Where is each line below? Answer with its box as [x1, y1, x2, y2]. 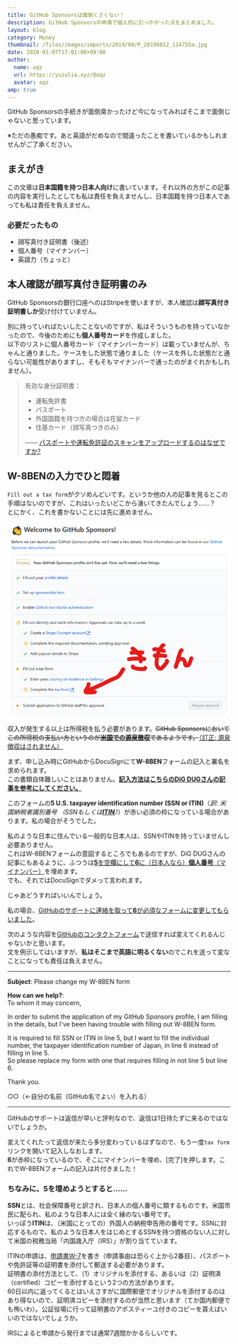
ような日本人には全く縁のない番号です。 [57, 1210, 175, 1219]
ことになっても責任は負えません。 [7, 956, 106, 965]
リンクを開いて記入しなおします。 [7, 1146, 106, 1155]
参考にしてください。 [19, 783, 82, 792]
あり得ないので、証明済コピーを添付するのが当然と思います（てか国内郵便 [7, 1296, 225, 1304]
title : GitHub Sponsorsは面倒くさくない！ [7, 11, 125, 18]
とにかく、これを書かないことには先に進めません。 [7, 508, 157, 517]
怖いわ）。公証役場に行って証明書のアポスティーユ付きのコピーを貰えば [13, 1305, 221, 1313]
